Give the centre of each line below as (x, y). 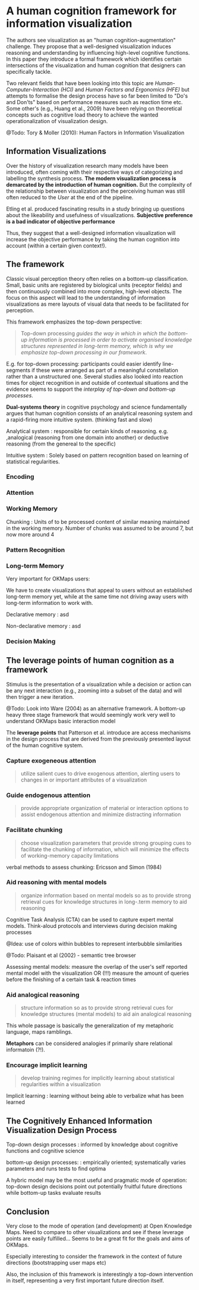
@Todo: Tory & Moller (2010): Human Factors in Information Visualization (95, 133)
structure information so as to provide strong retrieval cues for (97, 1008)
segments (18, 370)
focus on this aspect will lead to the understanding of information (86, 297)
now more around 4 (30, 534)
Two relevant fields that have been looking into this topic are (80, 83)
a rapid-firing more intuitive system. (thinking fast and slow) (79, 419)
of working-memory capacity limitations (70, 855)
